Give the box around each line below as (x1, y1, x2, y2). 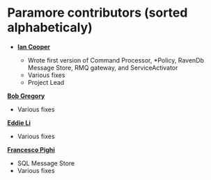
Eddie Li (7, 118, 31, 126)
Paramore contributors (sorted (7, 5, 188, 21)
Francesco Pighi (7, 145, 56, 154)
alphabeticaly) (7, 19, 93, 35)
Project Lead (27, 78, 65, 86)
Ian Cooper (17, 42, 51, 51)
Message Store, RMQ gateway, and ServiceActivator (27, 63, 178, 72)
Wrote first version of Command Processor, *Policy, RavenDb (27, 56, 204, 64)
